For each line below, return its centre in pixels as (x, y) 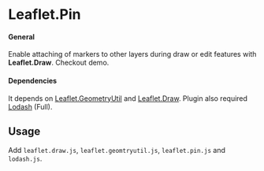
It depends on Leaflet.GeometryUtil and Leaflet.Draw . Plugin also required (128, 98)
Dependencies (33, 80)
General (22, 36)
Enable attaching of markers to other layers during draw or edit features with (132, 54)
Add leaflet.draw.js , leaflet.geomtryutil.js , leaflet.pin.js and (117, 151)
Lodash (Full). (30, 106)
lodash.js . (25, 158)
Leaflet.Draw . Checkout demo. (59, 63)
